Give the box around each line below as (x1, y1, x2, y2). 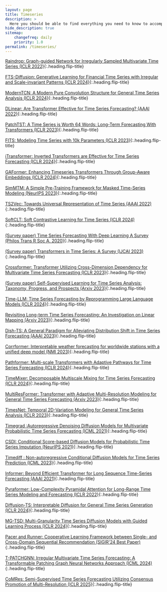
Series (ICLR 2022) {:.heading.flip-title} (5, 63, 84, 69)
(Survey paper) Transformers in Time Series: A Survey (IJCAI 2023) (5, 248, 144, 254)
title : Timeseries (5, 12, 43, 17)
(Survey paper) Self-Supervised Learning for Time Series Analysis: (5, 280, 142, 286)
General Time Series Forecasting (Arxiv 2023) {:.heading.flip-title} (5, 396, 139, 402)
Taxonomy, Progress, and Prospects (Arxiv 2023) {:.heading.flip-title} (5, 285, 146, 291)
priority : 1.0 (14, 40, 43, 45)
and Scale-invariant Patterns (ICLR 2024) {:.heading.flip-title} (5, 79, 130, 85)
